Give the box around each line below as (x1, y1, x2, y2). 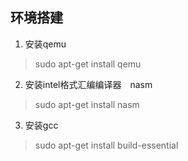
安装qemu (24, 38, 67, 50)
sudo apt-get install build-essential (34, 139, 179, 151)
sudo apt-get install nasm (34, 98, 140, 110)
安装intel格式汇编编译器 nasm (24, 78, 153, 90)
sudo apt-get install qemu (34, 58, 142, 70)
